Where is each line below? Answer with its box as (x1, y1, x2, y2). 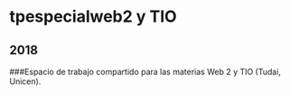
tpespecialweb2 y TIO (9, 6, 178, 27)
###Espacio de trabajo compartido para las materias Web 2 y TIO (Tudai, (9, 66, 282, 77)
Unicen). (9, 76, 42, 87)
